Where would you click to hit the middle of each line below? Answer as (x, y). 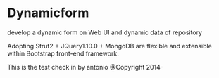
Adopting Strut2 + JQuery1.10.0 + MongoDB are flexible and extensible (110, 46)
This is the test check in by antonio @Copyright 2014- (85, 67)
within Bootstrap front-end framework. (63, 53)
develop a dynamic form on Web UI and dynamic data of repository (105, 32)
